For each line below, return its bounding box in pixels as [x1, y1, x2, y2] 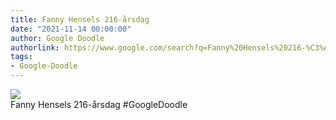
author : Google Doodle [10, 33, 105, 43]
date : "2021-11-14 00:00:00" [10, 24, 132, 34]
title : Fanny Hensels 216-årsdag [10, 14, 150, 25]
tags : [10, 52, 33, 62]
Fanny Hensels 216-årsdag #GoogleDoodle [10, 99, 188, 110]
